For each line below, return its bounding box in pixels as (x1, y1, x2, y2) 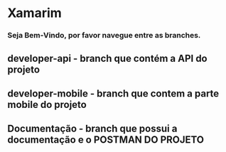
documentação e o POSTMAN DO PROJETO (7, 134, 205, 146)
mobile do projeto (7, 98, 87, 111)
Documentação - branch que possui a (7, 123, 178, 135)
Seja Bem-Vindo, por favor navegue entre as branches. (7, 31, 201, 40)
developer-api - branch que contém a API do (7, 52, 208, 65)
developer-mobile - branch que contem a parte (7, 87, 220, 99)
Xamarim (7, 5, 62, 21)
